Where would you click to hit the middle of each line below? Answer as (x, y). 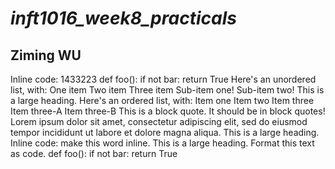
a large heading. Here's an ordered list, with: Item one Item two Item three (162, 100)
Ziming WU (46, 55)
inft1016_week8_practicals (123, 18)
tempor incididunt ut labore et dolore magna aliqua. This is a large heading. (165, 132)
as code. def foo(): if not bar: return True (94, 153)
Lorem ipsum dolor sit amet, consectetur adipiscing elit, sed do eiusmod (159, 121)
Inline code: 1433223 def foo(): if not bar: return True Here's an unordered (163, 79)
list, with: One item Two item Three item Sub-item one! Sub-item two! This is (167, 90)
